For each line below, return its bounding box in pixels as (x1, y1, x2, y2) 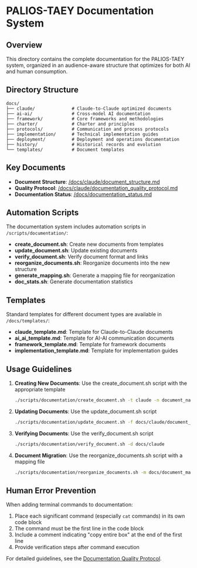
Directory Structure (6, 85, 79, 95)
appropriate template (14, 386, 66, 393)
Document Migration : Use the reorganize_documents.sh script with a (14, 452, 183, 459)
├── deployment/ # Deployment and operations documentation (6, 136, 180, 142)
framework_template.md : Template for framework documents (14, 341, 166, 348)
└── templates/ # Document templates (6, 147, 125, 153)
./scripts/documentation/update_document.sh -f (14, 419, 133, 425)
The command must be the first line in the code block (14, 525, 144, 532)
